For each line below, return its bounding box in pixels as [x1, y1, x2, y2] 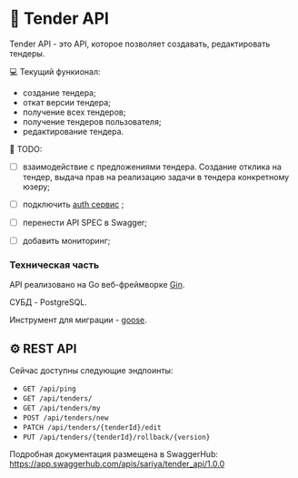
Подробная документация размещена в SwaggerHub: [9, 449, 218, 460]
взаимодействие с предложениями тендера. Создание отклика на [22, 161, 282, 172]
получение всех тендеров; [22, 107, 126, 117]
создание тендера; [22, 86, 97, 98]
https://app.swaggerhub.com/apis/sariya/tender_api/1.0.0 [9, 459, 225, 470]
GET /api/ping [22, 384, 76, 394]
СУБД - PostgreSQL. [9, 297, 88, 308]
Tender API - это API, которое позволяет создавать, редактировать [9, 38, 271, 49]
